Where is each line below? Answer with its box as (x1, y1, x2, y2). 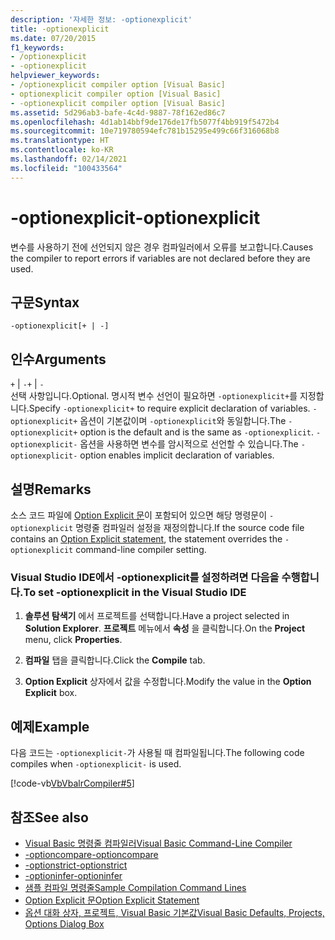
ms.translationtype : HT (10, 136, 110, 146)
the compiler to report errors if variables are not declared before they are (10, 252, 311, 264)
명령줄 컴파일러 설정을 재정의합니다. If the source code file (75, 522, 305, 533)
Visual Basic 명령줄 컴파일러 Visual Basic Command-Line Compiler (24, 837, 293, 849)
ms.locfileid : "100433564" (10, 163, 123, 173)
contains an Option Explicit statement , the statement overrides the (10, 533, 283, 545)
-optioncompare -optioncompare (24, 848, 159, 860)
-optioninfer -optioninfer (24, 869, 123, 881)
